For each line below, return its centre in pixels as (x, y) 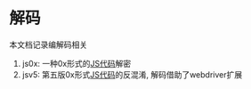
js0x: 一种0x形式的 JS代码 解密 (77, 63)
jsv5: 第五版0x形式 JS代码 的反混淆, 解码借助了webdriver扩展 (132, 74)
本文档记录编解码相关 (48, 44)
